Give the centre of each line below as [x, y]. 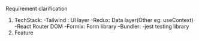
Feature [24, 33]
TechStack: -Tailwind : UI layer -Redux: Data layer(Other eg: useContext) [104, 20]
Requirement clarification [37, 9]
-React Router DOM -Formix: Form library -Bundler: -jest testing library [102, 26]
